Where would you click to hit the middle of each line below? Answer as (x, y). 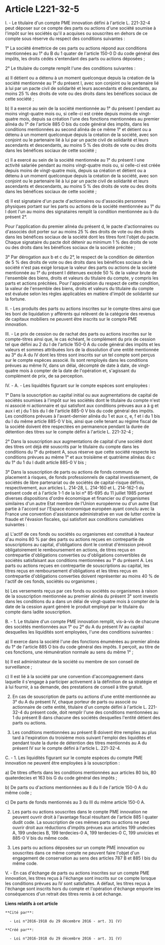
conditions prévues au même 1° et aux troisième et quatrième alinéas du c (80, 457)
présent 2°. (16, 216)
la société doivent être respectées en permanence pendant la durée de (77, 427)
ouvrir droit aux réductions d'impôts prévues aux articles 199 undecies (84, 827)
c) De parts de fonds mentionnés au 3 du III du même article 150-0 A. (75, 802)
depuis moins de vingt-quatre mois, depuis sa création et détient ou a (76, 170)
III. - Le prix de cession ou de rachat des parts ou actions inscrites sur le (78, 334)
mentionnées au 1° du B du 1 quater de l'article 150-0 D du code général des (82, 53)
